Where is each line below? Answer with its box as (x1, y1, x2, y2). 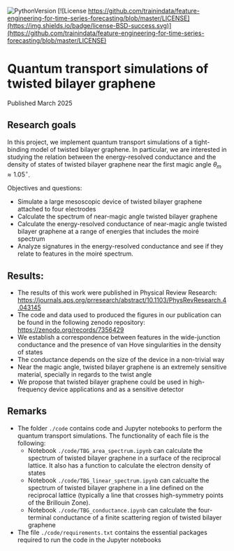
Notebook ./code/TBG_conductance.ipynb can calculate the (27, 505, 197, 514)
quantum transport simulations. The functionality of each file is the (17, 431, 210, 440)
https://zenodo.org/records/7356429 (17, 326, 124, 334)
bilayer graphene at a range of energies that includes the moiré (17, 228, 199, 236)
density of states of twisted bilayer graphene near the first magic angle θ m (7, 160, 222, 170)
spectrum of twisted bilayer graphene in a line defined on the (27, 483, 204, 491)
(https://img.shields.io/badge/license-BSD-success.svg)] (7, 22, 172, 29)
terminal (27, 513, 52, 522)
